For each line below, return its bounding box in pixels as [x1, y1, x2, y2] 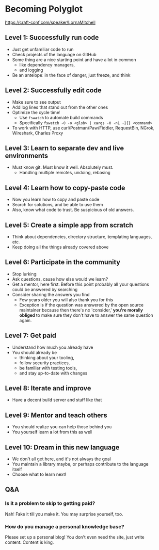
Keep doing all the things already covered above [12, 244, 109, 250]
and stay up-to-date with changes [19, 370, 88, 376]
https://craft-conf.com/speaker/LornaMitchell [5, 19, 96, 25]
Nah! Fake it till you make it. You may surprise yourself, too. [5, 511, 124, 517]
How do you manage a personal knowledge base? [5, 523, 125, 530]
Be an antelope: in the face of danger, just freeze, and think [12, 72, 131, 78]
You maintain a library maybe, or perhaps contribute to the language [12, 461, 149, 467]
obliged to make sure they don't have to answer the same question [19, 312, 154, 318]
